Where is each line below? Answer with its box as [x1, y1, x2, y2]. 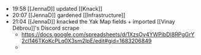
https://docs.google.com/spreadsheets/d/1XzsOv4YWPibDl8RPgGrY [21, 31, 195, 38]
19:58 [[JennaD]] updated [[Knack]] [12, 5, 103, 12]
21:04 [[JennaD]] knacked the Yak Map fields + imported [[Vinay [12, 18, 176, 25]
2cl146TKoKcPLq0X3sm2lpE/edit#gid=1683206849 [21, 37, 152, 44]
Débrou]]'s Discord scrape [12, 24, 80, 31]
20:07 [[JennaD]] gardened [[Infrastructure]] [12, 11, 126, 19]
